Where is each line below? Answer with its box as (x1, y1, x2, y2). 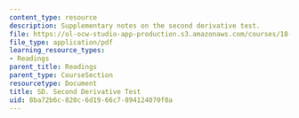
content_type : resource (9, 12, 98, 22)
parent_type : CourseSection (9, 71, 114, 80)
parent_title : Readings (9, 63, 98, 72)
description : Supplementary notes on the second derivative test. (9, 21, 261, 30)
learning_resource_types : (9, 46, 105, 55)
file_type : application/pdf (9, 37, 114, 47)
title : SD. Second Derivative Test (9, 87, 141, 96)
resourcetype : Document (9, 79, 98, 88)
